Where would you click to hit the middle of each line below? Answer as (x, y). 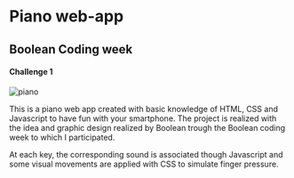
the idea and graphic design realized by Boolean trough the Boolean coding (147, 127)
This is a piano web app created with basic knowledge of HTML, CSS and (143, 109)
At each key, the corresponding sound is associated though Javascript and (146, 154)
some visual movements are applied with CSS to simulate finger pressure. (144, 164)
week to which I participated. (62, 137)
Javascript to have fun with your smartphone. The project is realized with (143, 118)
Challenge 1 (31, 72)
